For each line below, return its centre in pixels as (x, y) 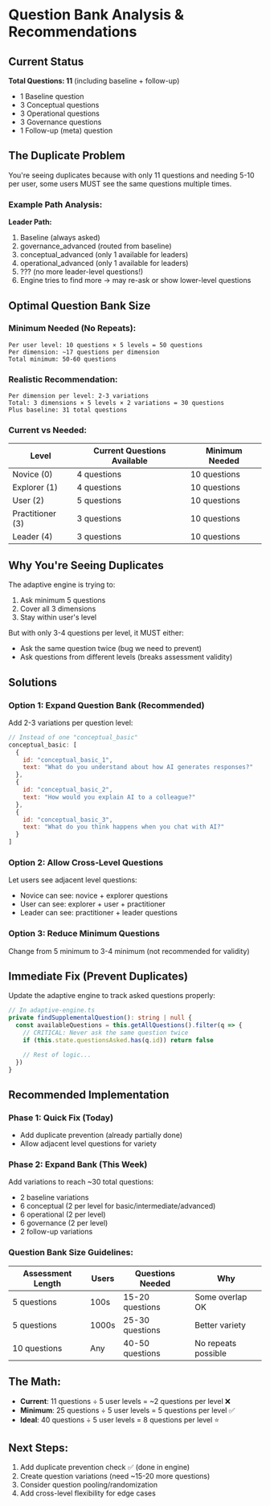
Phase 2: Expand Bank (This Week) (78, 1164)
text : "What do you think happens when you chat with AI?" (124, 827)
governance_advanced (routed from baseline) (96, 246)
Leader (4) (33, 537)
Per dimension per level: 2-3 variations (79, 396)
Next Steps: (38, 1448)
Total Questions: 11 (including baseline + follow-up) (94, 81)
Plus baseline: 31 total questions (68, 410)
